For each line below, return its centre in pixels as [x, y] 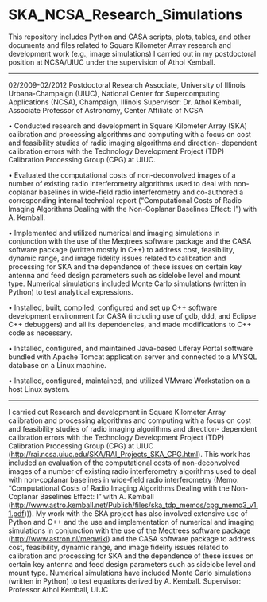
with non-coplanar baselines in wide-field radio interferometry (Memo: [124, 479]
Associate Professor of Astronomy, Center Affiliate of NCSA [106, 110]
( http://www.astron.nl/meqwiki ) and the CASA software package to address [132, 538]
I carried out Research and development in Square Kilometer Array [117, 412]
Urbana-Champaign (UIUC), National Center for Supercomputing [114, 93]
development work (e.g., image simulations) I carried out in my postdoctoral [132, 53]
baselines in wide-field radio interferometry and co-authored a [141, 192]
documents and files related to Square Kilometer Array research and [120, 45]
